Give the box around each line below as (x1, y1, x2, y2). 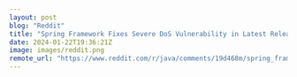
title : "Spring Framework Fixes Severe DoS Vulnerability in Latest (9, 29, 267, 38)
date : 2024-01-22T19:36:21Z (9, 37, 113, 47)
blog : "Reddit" (9, 21, 65, 30)
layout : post (9, 12, 57, 22)
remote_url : (9, 54, 53, 63)
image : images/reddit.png (9, 46, 104, 55)
